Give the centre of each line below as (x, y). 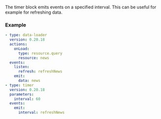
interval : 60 (27, 99)
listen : (22, 67)
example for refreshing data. (34, 12)
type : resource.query (40, 53)
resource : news (34, 58)
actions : (18, 44)
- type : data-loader (26, 35)
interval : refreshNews (41, 113)
